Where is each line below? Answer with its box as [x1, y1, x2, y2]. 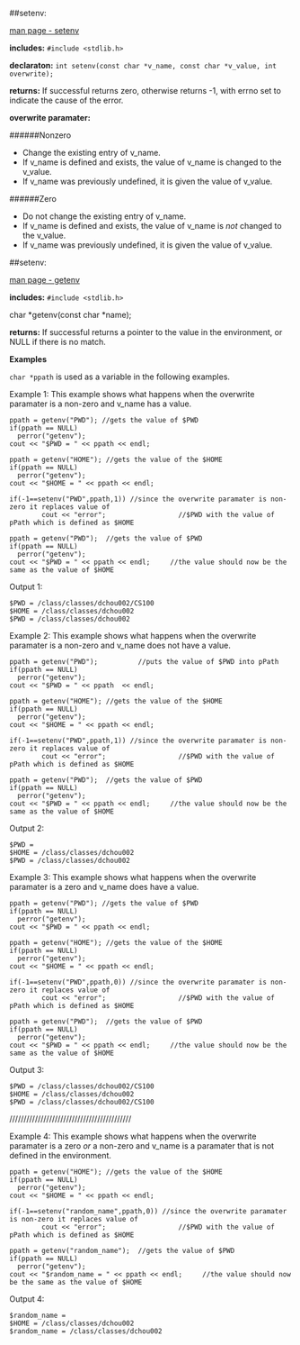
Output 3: [9, 1065, 45, 1075]
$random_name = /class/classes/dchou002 [9, 1327, 163, 1336]
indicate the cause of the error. [9, 95, 124, 105]
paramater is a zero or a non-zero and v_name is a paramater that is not [9, 1141, 275, 1151]
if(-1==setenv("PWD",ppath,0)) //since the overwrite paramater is [9, 977, 268, 986]
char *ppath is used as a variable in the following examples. [9, 371, 231, 382]
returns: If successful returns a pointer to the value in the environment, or [9, 327, 283, 337]
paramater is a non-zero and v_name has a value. [9, 398, 192, 409]
